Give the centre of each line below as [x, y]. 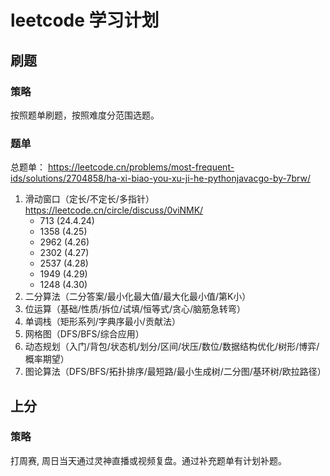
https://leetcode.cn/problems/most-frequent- [141, 167]
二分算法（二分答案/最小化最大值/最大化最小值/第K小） [138, 297]
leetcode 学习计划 [85, 20]
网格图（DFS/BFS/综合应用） [84, 334]
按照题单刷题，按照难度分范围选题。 [85, 115]
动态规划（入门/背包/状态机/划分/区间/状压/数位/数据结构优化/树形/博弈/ [172, 347]
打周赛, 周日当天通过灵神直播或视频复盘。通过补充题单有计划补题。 [148, 460]
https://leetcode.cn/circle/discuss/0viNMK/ [114, 210]
